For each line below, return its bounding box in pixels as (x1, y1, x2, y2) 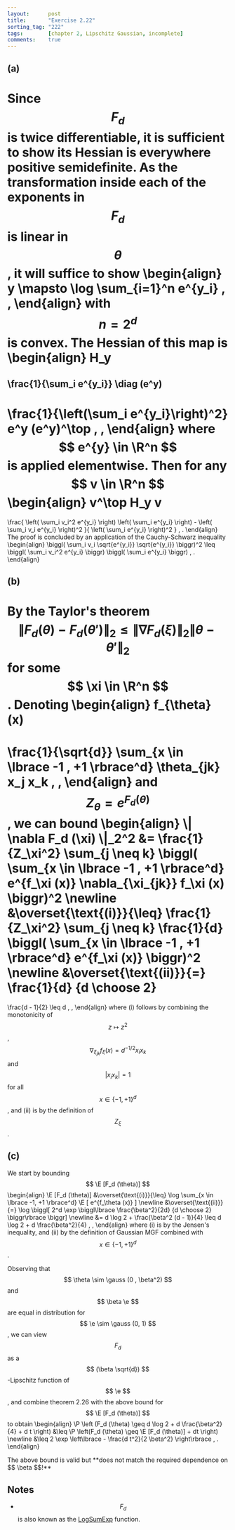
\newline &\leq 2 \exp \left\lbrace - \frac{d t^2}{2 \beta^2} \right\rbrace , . (7, 1435, 219, 1443)
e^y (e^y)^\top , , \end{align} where (7, 420, 216, 437)
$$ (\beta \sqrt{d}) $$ (86, 1365, 149, 1373)
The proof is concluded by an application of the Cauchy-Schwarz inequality (7, 533, 226, 541)
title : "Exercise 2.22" (7, 17, 96, 24)
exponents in (7, 189, 86, 206)
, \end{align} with (7, 295, 111, 311)
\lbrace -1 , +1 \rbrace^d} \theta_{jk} (7, 759, 221, 775)
